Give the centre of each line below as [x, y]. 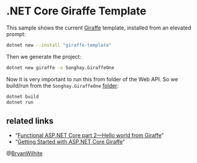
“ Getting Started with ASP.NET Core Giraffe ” [70, 142]
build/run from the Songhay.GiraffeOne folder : [63, 85]
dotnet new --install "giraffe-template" [59, 45]
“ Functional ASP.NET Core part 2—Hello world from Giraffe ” [89, 135]
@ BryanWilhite [25, 153]
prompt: [16, 34]
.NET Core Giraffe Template [76, 11]
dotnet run [20, 102]
